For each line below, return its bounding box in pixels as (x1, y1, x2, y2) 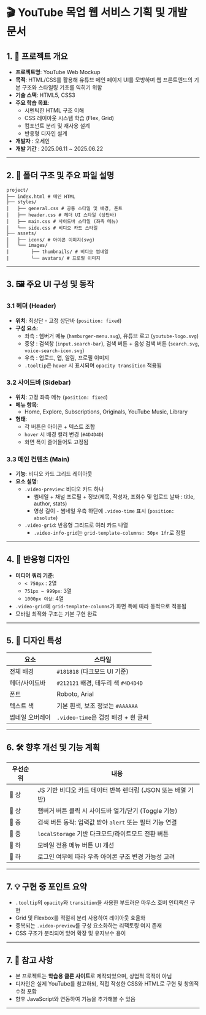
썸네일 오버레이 (9, 713, 51, 722)
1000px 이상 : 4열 (24, 595, 64, 602)
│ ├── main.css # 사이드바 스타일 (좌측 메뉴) (6, 218, 119, 224)
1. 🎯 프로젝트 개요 (6, 51, 69, 61)
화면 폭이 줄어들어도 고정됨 (24, 438, 89, 445)
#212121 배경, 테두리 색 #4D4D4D (56, 678, 143, 687)
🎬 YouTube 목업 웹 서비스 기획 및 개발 (6, 6, 188, 20)
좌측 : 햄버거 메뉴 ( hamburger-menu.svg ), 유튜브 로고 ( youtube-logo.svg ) (24, 332, 199, 339)
